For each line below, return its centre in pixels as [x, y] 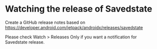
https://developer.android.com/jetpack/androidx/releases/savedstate [74, 27]
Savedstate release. [25, 42]
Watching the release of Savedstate [78, 9]
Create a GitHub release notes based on [45, 22]
